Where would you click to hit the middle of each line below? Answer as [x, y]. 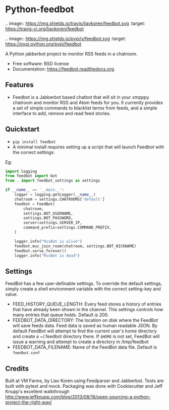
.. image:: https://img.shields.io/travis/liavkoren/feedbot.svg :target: [75, 23]
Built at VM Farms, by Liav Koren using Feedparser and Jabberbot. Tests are [84, 381]
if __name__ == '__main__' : [35, 190]
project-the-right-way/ [29, 402]
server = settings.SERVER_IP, [53, 223]
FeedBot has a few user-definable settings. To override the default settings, [84, 284]
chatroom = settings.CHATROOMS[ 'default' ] [60, 199]
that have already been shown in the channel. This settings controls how [88, 310]
